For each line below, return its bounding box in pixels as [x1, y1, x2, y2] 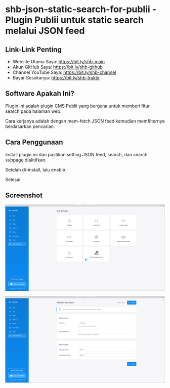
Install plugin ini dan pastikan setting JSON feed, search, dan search [5, 151, 148, 157]
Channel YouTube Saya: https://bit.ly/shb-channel [12, 69, 116, 75]
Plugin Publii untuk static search [5, 14, 144, 26]
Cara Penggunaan [5, 138, 63, 147]
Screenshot [5, 191, 43, 200]
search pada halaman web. [5, 108, 62, 114]
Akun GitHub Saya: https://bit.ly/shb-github [12, 64, 103, 70]
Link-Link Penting [5, 45, 62, 54]
